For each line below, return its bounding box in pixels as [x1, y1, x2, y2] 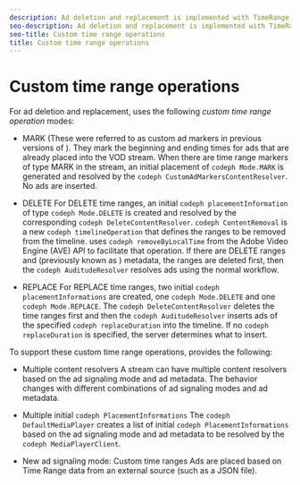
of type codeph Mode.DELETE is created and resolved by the [21, 208, 237, 218]
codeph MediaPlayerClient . [21, 438, 121, 449]
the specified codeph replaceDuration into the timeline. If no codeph [21, 319, 270, 331]
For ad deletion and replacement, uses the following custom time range [9, 106, 272, 117]
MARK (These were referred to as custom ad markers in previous [21, 133, 262, 144]
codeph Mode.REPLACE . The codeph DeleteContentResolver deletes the [21, 301, 275, 311]
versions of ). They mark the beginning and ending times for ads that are [21, 142, 289, 153]
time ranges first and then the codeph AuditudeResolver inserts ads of [21, 311, 279, 321]
